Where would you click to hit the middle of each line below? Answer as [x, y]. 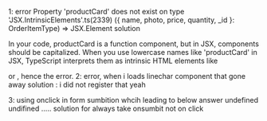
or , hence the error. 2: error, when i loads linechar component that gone [127, 76]
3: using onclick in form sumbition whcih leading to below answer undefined [133, 100]
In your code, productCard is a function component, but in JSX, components [133, 44]
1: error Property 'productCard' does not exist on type [96, 12]
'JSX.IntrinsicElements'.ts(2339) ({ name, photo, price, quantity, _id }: [122, 20]
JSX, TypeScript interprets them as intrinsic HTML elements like [113, 60]
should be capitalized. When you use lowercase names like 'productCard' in [133, 52]
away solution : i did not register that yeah [77, 84]
